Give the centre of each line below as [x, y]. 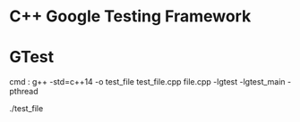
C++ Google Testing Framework [130, 16]
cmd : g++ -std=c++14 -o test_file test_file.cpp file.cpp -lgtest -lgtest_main [147, 82]
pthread [24, 92]
